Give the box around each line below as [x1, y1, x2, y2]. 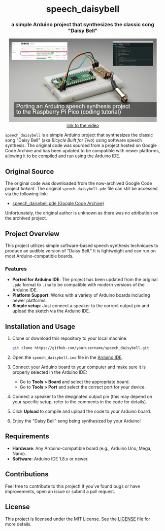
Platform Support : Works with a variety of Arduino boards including [12, 292, 150, 298]
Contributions [5, 470, 49, 479]
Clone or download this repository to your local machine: [12, 335, 128, 341]
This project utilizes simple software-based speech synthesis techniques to [5, 243, 159, 248]
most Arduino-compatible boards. [5, 253, 74, 259]
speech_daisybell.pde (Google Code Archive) [12, 201, 104, 207]
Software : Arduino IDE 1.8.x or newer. [12, 456, 89, 461]
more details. [5, 521, 32, 527]
